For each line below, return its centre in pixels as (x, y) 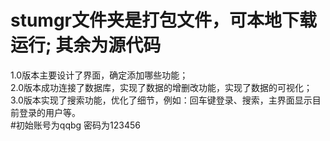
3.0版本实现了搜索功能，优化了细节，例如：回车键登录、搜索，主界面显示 (161, 100)
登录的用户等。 (49, 112)
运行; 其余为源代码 (86, 45)
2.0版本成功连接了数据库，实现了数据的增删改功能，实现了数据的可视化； (161, 87)
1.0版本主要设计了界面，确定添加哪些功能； (99, 75)
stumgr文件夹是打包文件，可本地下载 (164, 20)
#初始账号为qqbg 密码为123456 (76, 125)
